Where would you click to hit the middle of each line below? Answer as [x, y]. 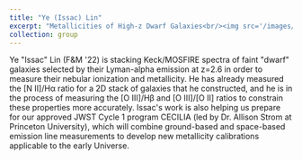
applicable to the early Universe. [70, 146]
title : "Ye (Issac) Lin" [56, 18]
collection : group [44, 34]
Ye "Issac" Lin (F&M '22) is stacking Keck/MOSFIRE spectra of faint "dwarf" [150, 60]
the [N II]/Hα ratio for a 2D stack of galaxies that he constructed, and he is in [151, 89]
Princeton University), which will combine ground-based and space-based [147, 127]
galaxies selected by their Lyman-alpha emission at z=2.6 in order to [136, 69]
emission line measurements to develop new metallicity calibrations [134, 137]
